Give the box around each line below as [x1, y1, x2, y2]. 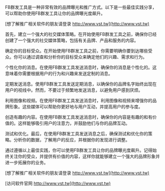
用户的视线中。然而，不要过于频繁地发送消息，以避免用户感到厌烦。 [5, 87, 143, 93]
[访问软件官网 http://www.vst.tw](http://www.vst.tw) [5, 181, 111, 186]
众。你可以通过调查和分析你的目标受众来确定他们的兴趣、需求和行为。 [5, 54, 147, 60]
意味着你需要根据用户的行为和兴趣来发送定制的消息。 [5, 71, 113, 76]
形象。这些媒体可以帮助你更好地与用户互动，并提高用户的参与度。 [9, 104, 143, 109]
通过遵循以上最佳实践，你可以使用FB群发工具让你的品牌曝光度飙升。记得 [5, 147, 153, 153]
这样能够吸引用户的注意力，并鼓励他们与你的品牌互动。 [18, 120, 130, 126]
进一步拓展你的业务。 [5, 160, 48, 165]
